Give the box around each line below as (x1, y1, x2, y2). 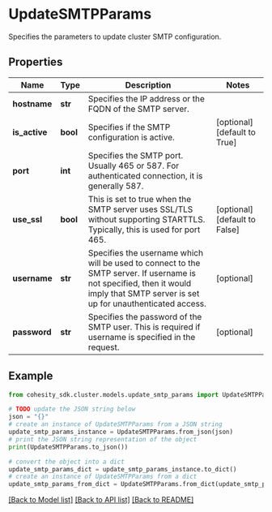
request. (87, 342, 120, 353)
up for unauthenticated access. (87, 298, 206, 309)
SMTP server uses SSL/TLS (87, 204, 193, 215)
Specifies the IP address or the (87, 93, 205, 104)
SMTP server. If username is (87, 267, 197, 278)
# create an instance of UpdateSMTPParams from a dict (8, 472, 198, 481)
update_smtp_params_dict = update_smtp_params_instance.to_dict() (8, 465, 237, 473)
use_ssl (12, 213, 43, 225)
